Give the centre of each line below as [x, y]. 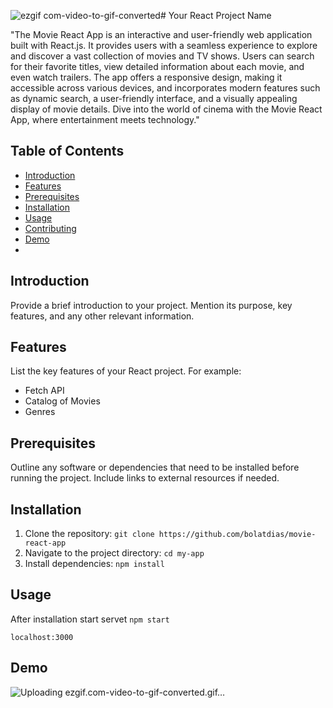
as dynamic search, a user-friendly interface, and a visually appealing [154, 98]
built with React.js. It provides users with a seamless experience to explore [164, 45]
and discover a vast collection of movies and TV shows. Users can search [162, 56]
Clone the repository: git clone [89, 534]
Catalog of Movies [62, 401]
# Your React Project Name [215, 15]
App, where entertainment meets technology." [105, 119]
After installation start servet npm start [90, 619]
